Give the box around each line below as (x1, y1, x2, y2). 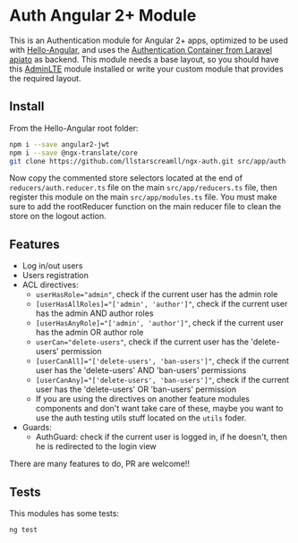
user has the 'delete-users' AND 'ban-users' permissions (35, 365, 247, 376)
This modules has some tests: (9, 508, 119, 519)
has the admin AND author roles (35, 308, 154, 318)
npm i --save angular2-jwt (9, 140, 110, 148)
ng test (9, 525, 38, 534)
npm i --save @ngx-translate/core (9, 148, 139, 157)
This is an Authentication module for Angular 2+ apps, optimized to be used (9, 35, 288, 46)
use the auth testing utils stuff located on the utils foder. (35, 412, 247, 423)
